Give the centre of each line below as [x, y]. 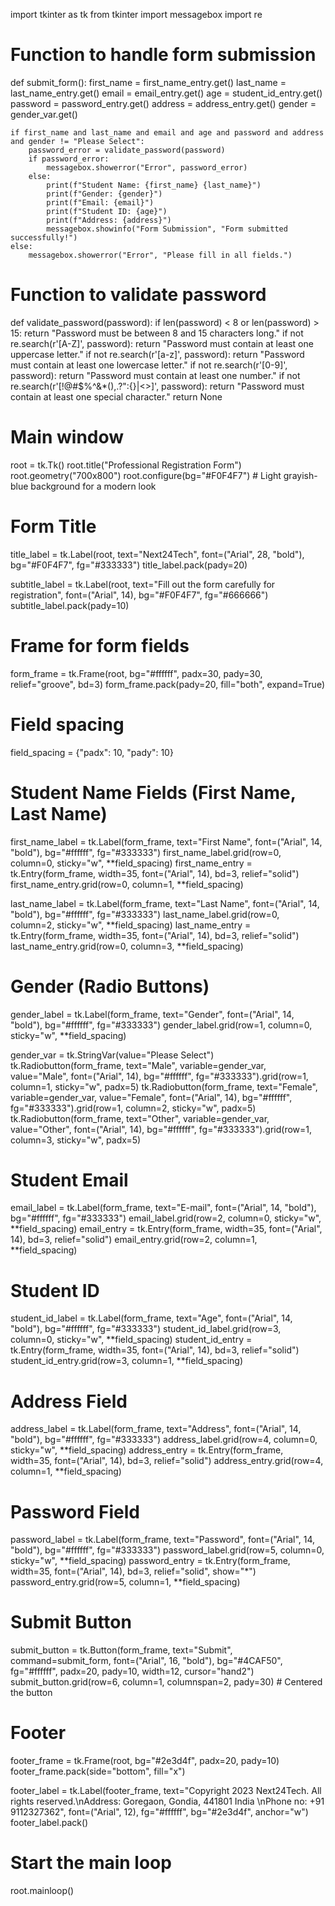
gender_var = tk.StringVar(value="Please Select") [112, 1055]
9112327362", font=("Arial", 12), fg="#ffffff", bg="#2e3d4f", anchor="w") [159, 1812]
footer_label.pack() [49, 1823]
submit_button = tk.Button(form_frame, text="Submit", [121, 1650]
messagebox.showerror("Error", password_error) [147, 167]
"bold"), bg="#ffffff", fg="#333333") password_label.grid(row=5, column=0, [167, 1550]
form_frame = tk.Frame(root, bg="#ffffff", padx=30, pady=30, [136, 673]
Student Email [69, 1180]
